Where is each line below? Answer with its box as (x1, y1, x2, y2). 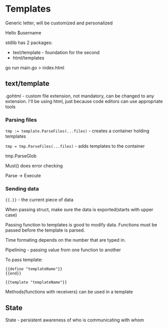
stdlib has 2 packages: (5, 39, 52, 46)
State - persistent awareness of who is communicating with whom (5, 317, 144, 323)
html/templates (12, 54, 45, 61)
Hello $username (5, 29, 42, 36)
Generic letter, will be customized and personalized (5, 20, 113, 26)
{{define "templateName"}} (5, 267, 63, 272)
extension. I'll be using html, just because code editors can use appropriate (5, 98, 163, 104)
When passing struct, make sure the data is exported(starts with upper (5, 207, 154, 213)
